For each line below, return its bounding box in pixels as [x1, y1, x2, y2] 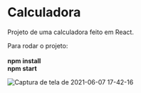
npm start [7, 64, 37, 72]
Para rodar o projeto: [7, 41, 68, 50]
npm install [7, 56, 41, 65]
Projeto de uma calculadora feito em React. [7, 28, 134, 36]
